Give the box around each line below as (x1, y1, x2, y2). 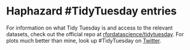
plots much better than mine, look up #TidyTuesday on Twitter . (6, 37, 162, 44)
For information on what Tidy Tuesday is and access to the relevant (6, 24, 173, 31)
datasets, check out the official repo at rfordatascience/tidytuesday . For (6, 30, 185, 37)
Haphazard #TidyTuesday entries (6, 4, 177, 18)
